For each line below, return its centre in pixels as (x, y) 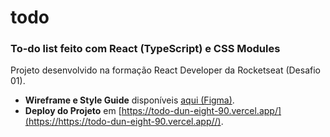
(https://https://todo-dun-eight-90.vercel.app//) (123, 122)
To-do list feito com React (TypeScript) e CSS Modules (145, 49)
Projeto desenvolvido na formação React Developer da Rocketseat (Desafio (166, 70)
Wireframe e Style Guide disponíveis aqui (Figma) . (129, 100)
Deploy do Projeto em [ (73, 111)
